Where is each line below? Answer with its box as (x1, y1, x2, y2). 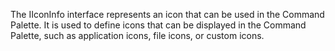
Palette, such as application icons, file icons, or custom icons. (10, 30, 265, 41)
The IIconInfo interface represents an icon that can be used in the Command (10, 9, 325, 20)
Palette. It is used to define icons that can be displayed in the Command (10, 19, 307, 31)
